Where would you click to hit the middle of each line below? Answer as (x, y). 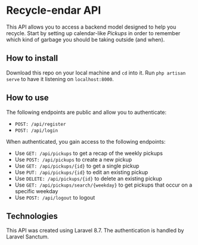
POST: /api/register (40, 124)
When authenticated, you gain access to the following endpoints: (86, 141)
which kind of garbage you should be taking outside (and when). (86, 39)
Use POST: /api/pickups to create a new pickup (73, 159)
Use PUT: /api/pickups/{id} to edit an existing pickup (81, 172)
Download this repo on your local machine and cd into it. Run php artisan (96, 73)
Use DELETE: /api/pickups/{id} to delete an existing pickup (88, 178)
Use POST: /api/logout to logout (55, 197)
